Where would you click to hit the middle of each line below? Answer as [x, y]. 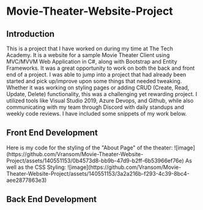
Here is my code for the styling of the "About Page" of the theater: [90, 148]
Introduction [31, 34]
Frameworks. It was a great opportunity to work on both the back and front [101, 68]
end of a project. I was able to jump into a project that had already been [96, 74]
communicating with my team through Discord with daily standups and [95, 107]
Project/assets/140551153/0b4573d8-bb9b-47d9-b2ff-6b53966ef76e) [95, 160]
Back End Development [51, 199]
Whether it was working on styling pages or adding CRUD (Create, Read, [98, 88]
